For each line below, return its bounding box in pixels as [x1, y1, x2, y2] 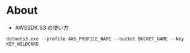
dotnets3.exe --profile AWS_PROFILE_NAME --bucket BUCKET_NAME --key [6, 36, 185, 42]
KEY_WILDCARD [6, 41, 39, 47]
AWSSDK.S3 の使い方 [14, 24, 69, 31]
